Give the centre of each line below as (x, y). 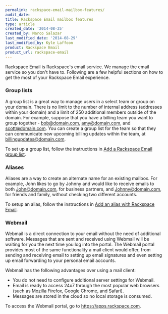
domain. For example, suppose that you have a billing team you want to (79, 117)
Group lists (19, 91)
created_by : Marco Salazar (34, 33)
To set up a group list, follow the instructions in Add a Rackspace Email (79, 149)
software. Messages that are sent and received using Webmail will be (77, 239)
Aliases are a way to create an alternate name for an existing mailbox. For (81, 178)
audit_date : (18, 15)
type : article (20, 24)
